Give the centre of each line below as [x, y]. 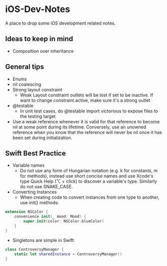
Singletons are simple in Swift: [44, 240]
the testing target [38, 116]
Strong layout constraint [37, 89]
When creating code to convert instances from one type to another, [90, 197]
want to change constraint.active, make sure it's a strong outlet [85, 100]
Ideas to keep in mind [39, 39]
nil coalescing [27, 84]
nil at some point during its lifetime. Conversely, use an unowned [79, 127]
